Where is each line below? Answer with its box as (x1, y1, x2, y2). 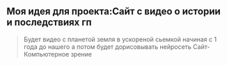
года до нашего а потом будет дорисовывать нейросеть (23, 42, 192, 51)
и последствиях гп (6, 17, 92, 29)
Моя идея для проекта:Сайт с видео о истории (6, 6, 221, 17)
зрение (70, 50, 92, 58)
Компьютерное (23, 50, 70, 58)
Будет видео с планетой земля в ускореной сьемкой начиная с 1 (23, 35, 217, 43)
